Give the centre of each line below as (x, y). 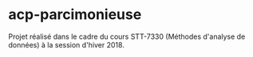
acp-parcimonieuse (75, 15)
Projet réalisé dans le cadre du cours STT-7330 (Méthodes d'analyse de (127, 36)
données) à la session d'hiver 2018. (67, 44)
